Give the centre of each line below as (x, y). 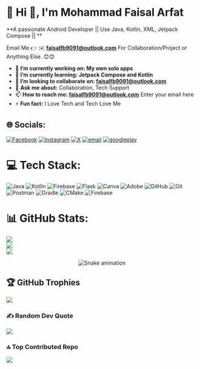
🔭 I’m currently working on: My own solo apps (74, 68)
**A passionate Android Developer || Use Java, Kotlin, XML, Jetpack (92, 29)
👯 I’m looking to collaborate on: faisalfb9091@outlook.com (91, 81)
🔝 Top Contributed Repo (42, 347)
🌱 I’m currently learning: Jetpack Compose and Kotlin (84, 75)
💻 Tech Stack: (44, 165)
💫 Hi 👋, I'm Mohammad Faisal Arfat (95, 12)
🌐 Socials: (26, 125)
